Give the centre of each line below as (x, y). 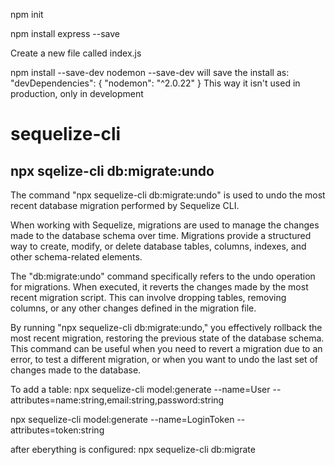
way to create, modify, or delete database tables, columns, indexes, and (158, 246)
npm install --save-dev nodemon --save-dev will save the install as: (150, 72)
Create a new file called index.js (76, 53)
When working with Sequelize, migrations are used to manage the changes (165, 225)
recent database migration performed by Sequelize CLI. (125, 205)
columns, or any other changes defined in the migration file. (133, 308)
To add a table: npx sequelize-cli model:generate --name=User (140, 389)
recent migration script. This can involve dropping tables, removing (148, 297)
